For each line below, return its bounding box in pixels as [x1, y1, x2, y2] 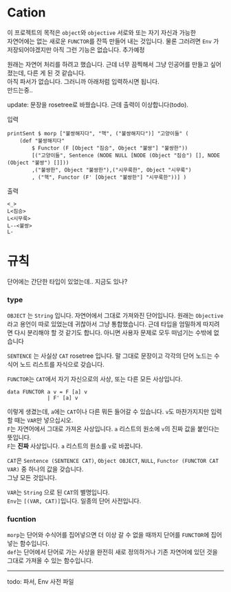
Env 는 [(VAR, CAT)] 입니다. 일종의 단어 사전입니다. [7, 497, 142, 505]
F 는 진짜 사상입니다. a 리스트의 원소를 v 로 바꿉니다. [7, 442, 143, 451]
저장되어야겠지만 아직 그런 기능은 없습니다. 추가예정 [7, 45, 145, 54]
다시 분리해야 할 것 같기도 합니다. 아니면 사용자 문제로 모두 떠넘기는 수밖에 [14, 328, 212, 337]
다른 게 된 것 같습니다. [27, 69, 86, 77]
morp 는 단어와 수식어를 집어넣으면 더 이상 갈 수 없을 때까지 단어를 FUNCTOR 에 [7, 531, 210, 539]
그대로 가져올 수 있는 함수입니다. [7, 556, 94, 565]
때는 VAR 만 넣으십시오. [14, 416, 74, 424]
